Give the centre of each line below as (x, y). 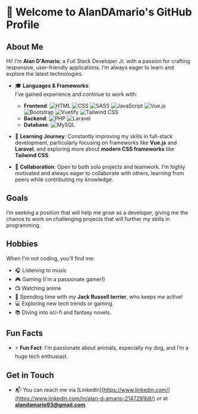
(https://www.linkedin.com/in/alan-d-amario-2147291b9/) (85, 399)
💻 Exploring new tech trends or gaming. (64, 303)
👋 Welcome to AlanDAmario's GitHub (99, 12)
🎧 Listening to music (41, 270)
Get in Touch (30, 375)
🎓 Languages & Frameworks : (52, 85)
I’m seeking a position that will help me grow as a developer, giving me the (97, 212)
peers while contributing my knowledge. (64, 179)
